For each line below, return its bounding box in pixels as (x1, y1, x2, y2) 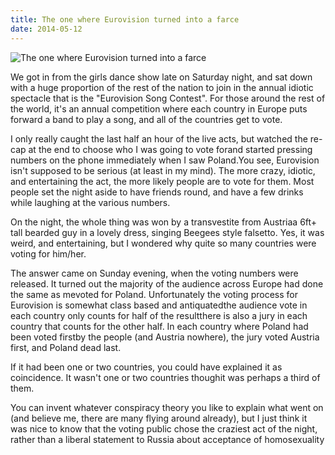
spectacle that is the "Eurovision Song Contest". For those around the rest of (10, 92, 326, 104)
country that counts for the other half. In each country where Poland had (10, 320, 309, 332)
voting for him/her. (10, 247, 87, 260)
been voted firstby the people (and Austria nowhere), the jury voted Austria (10, 331, 320, 343)
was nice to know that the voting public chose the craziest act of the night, (10, 422, 318, 435)
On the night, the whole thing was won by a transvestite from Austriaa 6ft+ (10, 216, 318, 228)
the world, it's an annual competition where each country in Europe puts (10, 102, 308, 115)
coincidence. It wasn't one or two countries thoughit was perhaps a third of (10, 371, 321, 383)
